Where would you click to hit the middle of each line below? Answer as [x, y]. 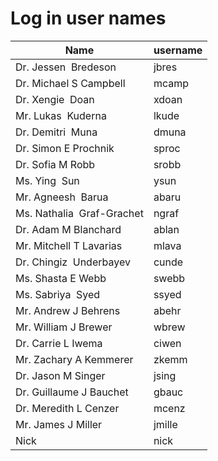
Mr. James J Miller [59, 424]
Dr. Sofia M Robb [55, 164]
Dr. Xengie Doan [55, 99]
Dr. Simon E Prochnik [65, 148]
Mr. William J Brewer [64, 327]
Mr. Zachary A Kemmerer [74, 359]
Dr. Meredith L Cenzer [67, 408]
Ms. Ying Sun [47, 180]
